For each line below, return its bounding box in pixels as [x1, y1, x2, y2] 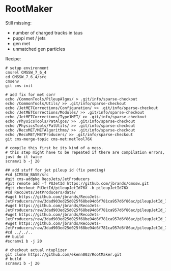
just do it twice [5, 154, 42, 159]
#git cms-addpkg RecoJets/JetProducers [5, 176, 90, 182]
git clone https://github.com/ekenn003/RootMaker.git [5, 252, 122, 257]
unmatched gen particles [12, 46, 65, 52]
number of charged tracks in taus [12, 29, 83, 36]
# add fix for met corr [5, 92, 56, 97]
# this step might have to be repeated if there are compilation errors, [5, 150, 165, 155]
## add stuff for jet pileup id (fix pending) [5, 167, 106, 173]
